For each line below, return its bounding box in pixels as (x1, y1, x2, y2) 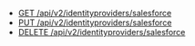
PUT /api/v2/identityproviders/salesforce (17, 17, 172, 28)
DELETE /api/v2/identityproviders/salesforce (17, 27, 186, 37)
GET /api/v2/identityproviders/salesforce (17, 8, 172, 18)
